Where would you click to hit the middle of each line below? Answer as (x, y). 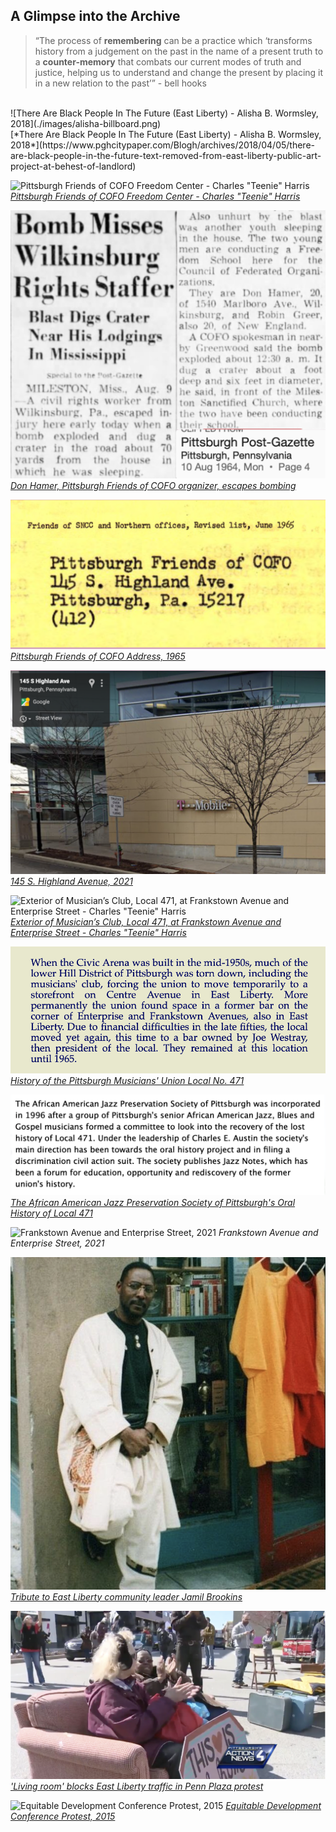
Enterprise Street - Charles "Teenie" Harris (98, 933)
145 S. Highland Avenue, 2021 (71, 881)
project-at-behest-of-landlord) (73, 166)
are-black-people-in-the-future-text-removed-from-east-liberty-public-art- (166, 155)
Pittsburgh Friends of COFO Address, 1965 (98, 656)
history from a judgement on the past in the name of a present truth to (179, 51)
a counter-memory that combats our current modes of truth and (168, 61)
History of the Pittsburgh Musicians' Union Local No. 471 (127, 1080)
